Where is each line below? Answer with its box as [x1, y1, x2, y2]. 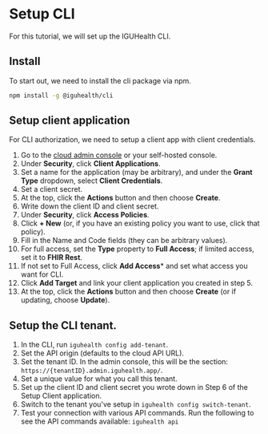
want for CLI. [20, 270, 64, 279]
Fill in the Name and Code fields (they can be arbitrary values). [20, 236, 228, 245]
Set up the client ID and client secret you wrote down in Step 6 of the [20, 383, 249, 392]
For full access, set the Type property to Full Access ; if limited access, [20, 244, 254, 254]
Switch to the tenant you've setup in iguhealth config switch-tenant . [20, 400, 251, 409]
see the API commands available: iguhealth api [20, 416, 179, 426]
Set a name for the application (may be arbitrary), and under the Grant [20, 168, 253, 177]
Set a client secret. [20, 185, 83, 194]
